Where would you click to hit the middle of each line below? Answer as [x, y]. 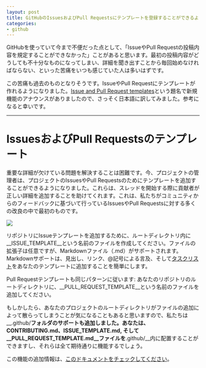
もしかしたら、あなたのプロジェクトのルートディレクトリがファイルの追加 [100, 308]
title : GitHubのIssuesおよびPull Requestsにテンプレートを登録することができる [101, 18]
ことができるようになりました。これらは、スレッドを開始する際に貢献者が [105, 188]
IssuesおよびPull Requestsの [81, 139]
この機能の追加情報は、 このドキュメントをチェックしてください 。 [90, 359]
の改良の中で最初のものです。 [44, 211]
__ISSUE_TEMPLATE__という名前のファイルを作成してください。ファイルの [101, 243]
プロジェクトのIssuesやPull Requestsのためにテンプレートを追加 [109, 180]
